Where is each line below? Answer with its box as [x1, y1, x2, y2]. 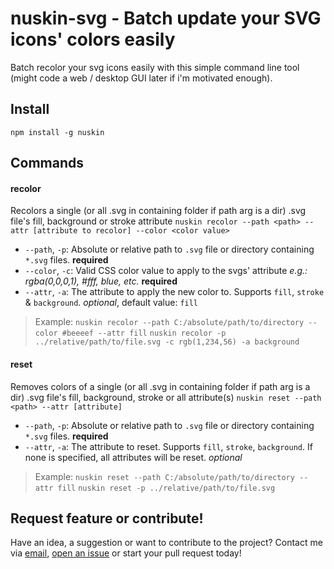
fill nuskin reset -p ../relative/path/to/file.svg [57, 483, 276, 493]
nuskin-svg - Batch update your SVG [10, 7, 322, 30]
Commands [10, 155, 85, 172]
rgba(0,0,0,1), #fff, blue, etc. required [24, 275, 178, 287]
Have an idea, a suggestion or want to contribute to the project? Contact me [10, 537, 323, 549]
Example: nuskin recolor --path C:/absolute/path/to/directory [34, 316, 305, 328]
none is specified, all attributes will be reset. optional [24, 451, 243, 463]
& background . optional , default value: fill [24, 297, 199, 309]
